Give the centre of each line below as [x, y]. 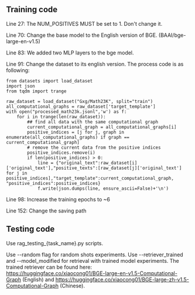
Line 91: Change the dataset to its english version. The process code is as [95, 64]
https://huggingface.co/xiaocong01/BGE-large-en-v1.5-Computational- [92, 273]
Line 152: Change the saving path [46, 211]
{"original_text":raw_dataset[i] [97, 163]
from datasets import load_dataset [49, 81]
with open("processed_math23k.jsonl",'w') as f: [66, 112]
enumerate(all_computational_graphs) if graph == [68, 137]
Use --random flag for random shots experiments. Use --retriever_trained [95, 255]
